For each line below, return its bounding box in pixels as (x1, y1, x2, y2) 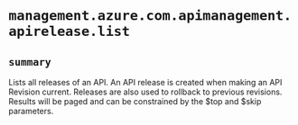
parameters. (8, 106, 54, 116)
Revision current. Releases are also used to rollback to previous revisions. (8, 86, 283, 97)
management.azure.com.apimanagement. (8, 7, 293, 24)
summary (8, 55, 51, 68)
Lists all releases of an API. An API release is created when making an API (8, 77, 283, 87)
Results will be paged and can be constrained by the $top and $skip (8, 96, 262, 106)
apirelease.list (8, 23, 130, 40)
